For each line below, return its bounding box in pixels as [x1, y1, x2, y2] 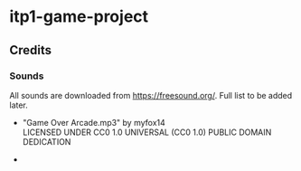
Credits [9, 43, 52, 58]
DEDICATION [22, 136, 71, 147]
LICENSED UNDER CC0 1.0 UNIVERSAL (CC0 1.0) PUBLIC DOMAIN [22, 127, 272, 138]
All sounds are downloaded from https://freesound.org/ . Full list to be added [9, 90, 293, 100]
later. [9, 100, 29, 110]
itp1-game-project [9, 6, 149, 27]
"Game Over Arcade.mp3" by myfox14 [22, 117, 165, 128]
